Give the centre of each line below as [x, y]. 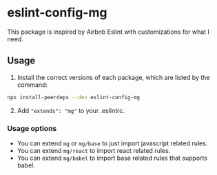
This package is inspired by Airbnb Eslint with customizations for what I [108, 32]
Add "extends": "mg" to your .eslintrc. [71, 110]
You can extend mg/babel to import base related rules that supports [112, 158]
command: [32, 85]
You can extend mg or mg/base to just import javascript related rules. [112, 143]
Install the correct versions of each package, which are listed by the [113, 77]
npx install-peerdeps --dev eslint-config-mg [73, 97]
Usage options [32, 128]
